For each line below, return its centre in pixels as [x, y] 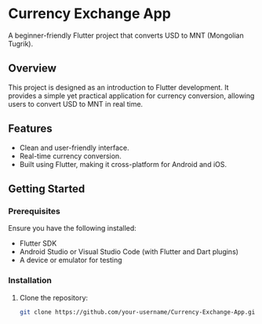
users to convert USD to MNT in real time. [76, 104]
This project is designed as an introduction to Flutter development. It [118, 87]
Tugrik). [21, 43]
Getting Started [47, 189]
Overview [33, 69]
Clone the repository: [54, 297]
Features [30, 129]
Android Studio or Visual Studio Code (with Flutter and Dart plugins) [129, 252]
